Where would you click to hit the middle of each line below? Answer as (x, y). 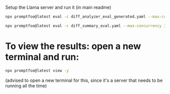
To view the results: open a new (73, 46)
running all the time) (26, 85)
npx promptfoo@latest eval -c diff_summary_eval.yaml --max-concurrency (83, 26)
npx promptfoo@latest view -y (37, 71)
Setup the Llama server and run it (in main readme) (58, 7)
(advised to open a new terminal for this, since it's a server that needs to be (84, 80)
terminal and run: (42, 57)
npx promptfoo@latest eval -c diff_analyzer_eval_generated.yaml (75, 17)
